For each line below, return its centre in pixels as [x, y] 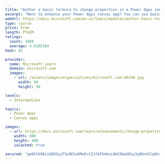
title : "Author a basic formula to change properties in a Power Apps [79, 10]
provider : [15, 59]
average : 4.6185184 [29, 46]
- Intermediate [25, 100]
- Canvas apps [24, 118]
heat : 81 [14, 50]
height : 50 [29, 87]
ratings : [14, 37]
